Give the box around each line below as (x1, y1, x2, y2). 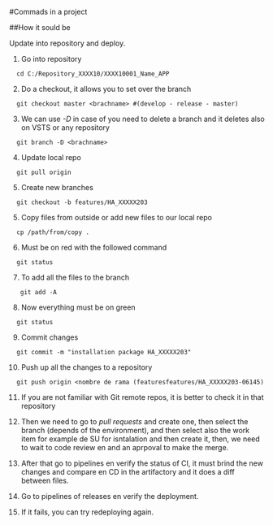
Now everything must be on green (20, 302, 136, 312)
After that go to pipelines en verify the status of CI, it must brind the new (20, 458, 263, 468)
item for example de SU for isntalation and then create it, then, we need (20, 434, 261, 444)
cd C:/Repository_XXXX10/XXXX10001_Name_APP (16, 70, 170, 78)
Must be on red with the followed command (20, 243, 167, 252)
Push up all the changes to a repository (20, 362, 153, 372)
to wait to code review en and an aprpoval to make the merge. (20, 443, 229, 452)
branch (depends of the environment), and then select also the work (20, 426, 250, 435)
